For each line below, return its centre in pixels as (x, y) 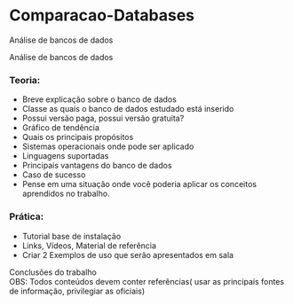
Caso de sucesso (54, 175)
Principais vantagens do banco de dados (97, 166)
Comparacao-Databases (102, 16)
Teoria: (25, 80)
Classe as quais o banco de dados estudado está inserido (128, 109)
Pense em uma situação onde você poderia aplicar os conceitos (139, 184)
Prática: (27, 216)
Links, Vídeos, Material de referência (89, 246)
